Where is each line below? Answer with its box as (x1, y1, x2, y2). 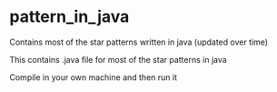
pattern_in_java (9, 6, 130, 27)
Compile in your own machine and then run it (9, 71, 177, 83)
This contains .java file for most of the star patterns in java (9, 54, 227, 65)
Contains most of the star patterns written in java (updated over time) (9, 36, 269, 47)
